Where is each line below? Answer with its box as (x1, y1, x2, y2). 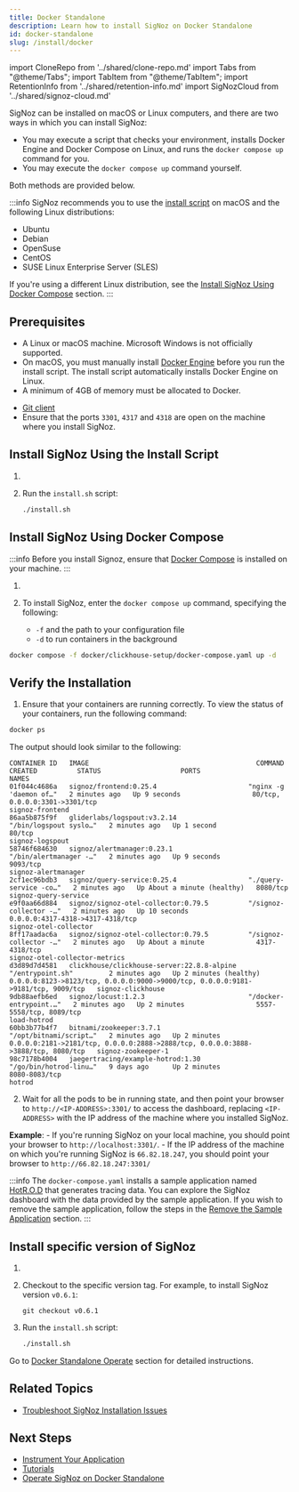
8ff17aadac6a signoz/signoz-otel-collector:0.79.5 (9, 931, 209, 940)
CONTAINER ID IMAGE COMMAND (9, 759, 285, 768)
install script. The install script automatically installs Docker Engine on (21, 367, 279, 377)
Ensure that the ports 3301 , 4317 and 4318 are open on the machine (21, 412, 266, 423)
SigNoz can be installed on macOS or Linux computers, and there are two (9, 108, 279, 118)
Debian (21, 233, 49, 245)
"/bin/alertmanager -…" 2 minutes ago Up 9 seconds (9, 852, 221, 861)
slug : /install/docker (9, 37, 93, 47)
